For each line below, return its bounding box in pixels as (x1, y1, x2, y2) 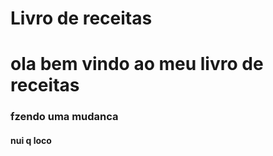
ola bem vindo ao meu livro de (10, 53, 264, 76)
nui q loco (10, 134, 52, 146)
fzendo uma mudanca (10, 110, 119, 124)
